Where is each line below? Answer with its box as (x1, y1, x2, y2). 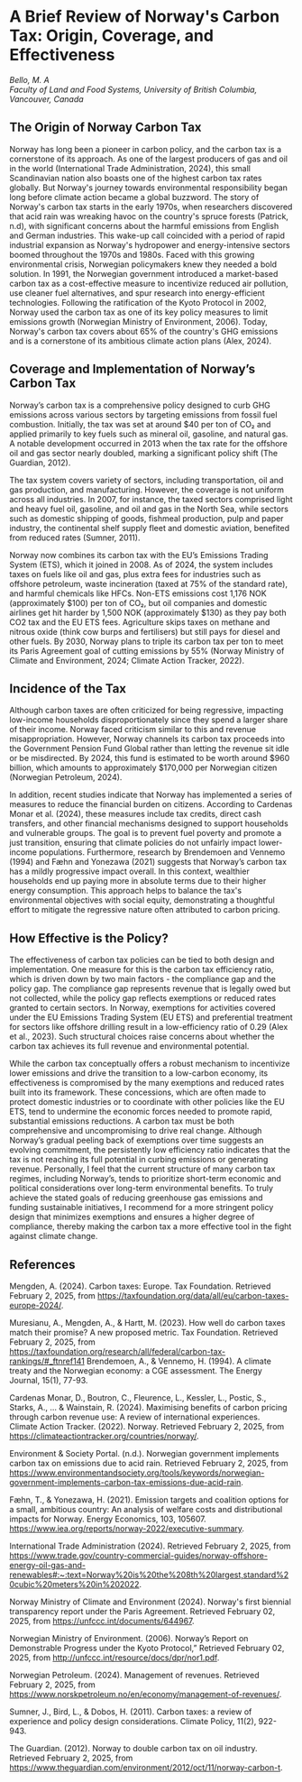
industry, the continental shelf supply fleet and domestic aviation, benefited (9, 522, 290, 533)
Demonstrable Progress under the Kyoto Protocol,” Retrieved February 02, (9, 1643, 285, 1653)
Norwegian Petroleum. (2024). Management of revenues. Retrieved (9, 1670, 260, 1680)
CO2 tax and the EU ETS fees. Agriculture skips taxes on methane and (9, 616, 270, 628)
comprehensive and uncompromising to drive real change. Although (9, 1125, 262, 1136)
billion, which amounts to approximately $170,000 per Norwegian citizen (9, 762, 278, 773)
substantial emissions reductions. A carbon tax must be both (9, 1116, 234, 1126)
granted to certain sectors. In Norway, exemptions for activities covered (9, 1003, 277, 1014)
